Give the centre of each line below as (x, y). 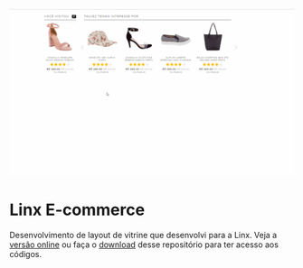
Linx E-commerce (77, 210)
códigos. (26, 254)
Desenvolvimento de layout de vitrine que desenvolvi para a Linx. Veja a (143, 236)
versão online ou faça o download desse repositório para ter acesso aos (144, 245)
